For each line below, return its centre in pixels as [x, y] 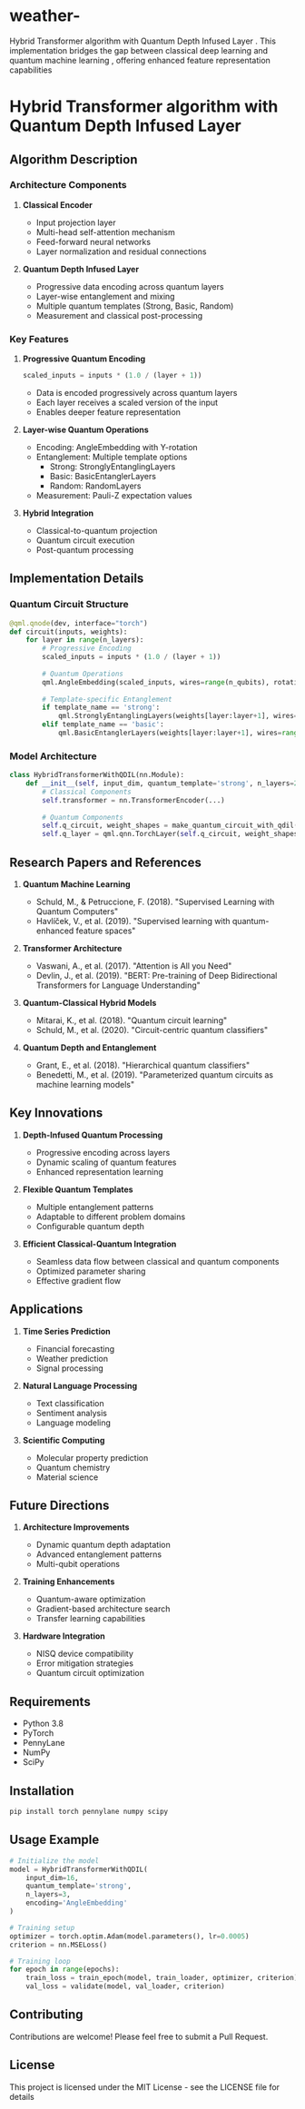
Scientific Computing [64, 1440]
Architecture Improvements [76, 1527]
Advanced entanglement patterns [98, 1554]
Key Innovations [56, 1113]
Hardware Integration [64, 1636]
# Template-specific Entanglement [107, 699]
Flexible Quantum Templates [78, 1189]
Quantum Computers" [77, 912]
